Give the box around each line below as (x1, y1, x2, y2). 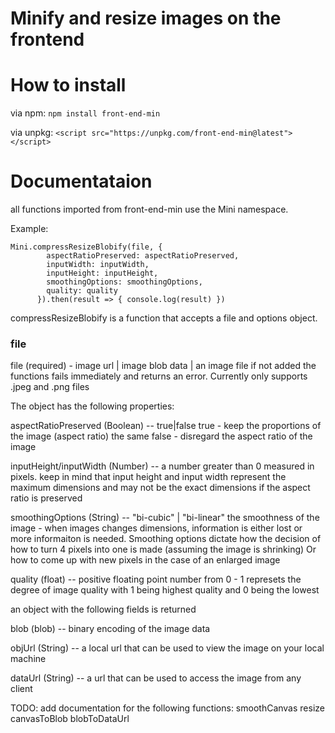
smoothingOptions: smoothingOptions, (46, 277, 203, 287)
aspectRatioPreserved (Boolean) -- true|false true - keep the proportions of (10, 420, 322, 432)
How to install (10, 74, 127, 97)
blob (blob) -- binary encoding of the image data (10, 623, 211, 635)
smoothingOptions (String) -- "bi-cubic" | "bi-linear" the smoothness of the (10, 512, 320, 524)
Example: (10, 223, 49, 235)
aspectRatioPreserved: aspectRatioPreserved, (46, 251, 240, 261)
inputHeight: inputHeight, (46, 268, 159, 279)
